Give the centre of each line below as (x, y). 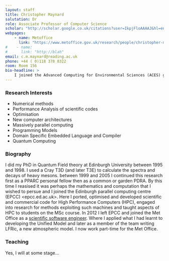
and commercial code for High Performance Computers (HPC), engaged (80, 202)
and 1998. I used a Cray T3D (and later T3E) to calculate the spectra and (80, 170)
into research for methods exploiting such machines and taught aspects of (82, 208)
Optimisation (26, 114)
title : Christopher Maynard (35, 15)
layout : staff (20, 10)
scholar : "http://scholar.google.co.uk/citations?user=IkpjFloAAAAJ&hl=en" (86, 29)
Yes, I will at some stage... (32, 253)
